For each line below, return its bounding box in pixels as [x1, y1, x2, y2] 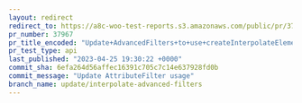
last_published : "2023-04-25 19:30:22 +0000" [8, 55, 182, 64]
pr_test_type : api [8, 47, 78, 56]
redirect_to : [8, 21, 58, 30]
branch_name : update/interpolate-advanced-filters [8, 80, 203, 89]
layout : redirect [8, 13, 74, 22]
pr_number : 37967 [8, 30, 74, 39]
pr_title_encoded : [8, 38, 78, 47]
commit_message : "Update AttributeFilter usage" [8, 72, 195, 81]
